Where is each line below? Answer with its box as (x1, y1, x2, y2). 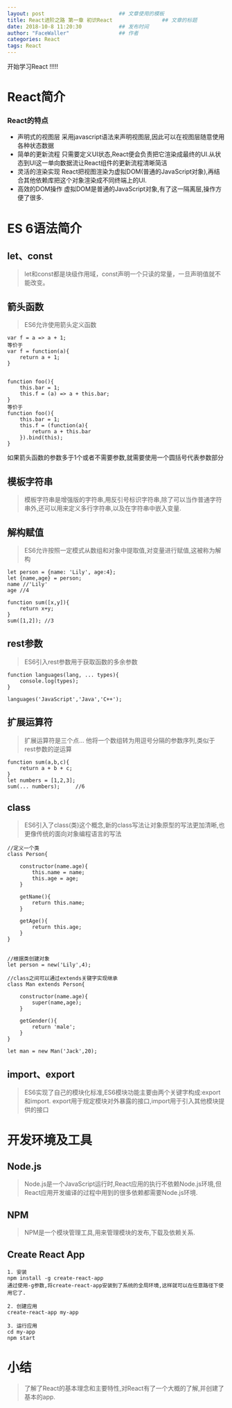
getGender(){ (19, 1018, 57, 1025)
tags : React (7, 42, 42, 49)
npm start (7, 1334, 36, 1341)
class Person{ (7, 851, 48, 858)
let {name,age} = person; (7, 574, 82, 582)
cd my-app (7, 1328, 36, 1335)
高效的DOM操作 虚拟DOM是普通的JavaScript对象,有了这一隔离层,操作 (17, 185, 216, 193)
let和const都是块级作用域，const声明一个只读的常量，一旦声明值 (24, 270, 209, 278)
